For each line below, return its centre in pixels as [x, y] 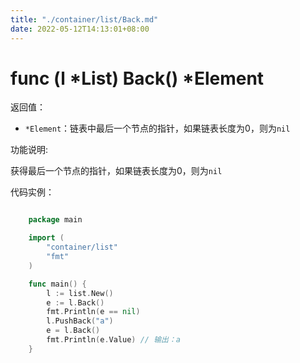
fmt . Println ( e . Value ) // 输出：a [114, 340]
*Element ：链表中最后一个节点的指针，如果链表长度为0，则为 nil [157, 128]
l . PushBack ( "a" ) [80, 321]
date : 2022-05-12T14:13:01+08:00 [80, 29]
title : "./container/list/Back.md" [84, 19]
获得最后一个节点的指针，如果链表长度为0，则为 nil [116, 171]
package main [55, 220]
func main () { [57, 284]
